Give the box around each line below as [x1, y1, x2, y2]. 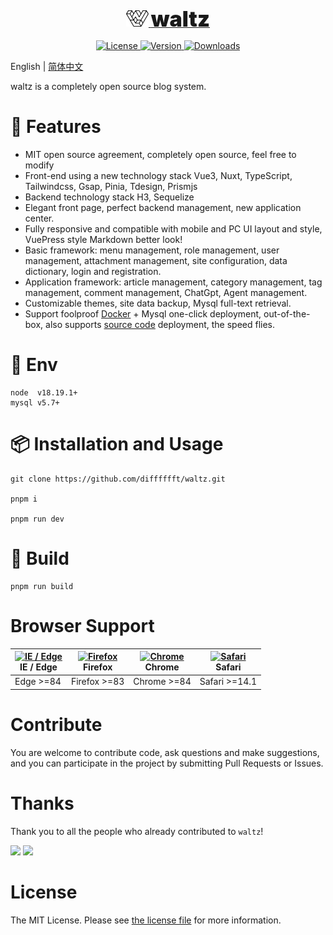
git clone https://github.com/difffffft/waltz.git [10, 474, 226, 484]
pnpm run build [10, 581, 74, 591]
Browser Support [10, 614, 155, 637]
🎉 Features [10, 116, 102, 138]
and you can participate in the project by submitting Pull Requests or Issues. [10, 757, 324, 769]
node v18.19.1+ [10, 387, 78, 398]
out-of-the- [263, 307, 311, 320]
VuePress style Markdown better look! [24, 233, 183, 245]
